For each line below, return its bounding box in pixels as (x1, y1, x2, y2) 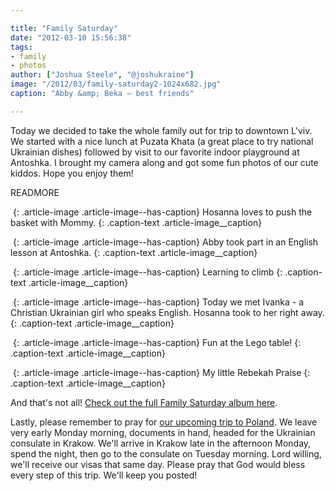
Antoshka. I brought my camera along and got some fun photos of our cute (10, 156, 319, 168)
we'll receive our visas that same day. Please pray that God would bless (10, 458, 306, 470)
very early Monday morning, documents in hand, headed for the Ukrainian (10, 426, 316, 438)
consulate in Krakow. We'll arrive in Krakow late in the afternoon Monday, (10, 437, 312, 449)
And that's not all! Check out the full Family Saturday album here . (10, 396, 278, 408)
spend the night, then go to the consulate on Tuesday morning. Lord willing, (10, 447, 322, 460)
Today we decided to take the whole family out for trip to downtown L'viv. (10, 124, 313, 136)
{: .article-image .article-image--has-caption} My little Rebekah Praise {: (12, 366, 311, 378)
